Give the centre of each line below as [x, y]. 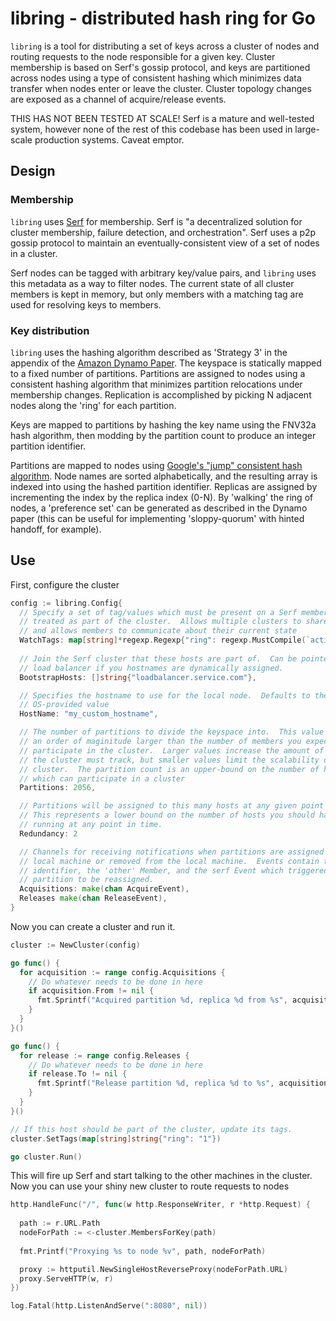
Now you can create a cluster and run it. [93, 926]
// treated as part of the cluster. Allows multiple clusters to [160, 622]
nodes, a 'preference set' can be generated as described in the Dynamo [159, 508]
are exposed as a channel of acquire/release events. [118, 99]
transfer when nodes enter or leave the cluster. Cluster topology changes [161, 88]
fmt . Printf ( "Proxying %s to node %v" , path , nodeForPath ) [143, 1251]
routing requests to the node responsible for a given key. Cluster [143, 56]
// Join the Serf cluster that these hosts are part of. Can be [158, 658]
